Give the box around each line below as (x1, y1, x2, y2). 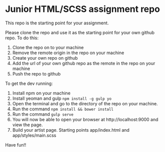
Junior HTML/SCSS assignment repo (5, 3, 160, 15)
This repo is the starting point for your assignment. (5, 20, 109, 26)
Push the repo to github (12, 71, 61, 76)
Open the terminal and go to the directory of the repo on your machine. (12, 100, 158, 106)
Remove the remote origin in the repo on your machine (12, 50, 124, 56)
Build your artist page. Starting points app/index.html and (12, 127, 130, 133)
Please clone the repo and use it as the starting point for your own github (5, 29, 155, 35)
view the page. (12, 122, 43, 128)
